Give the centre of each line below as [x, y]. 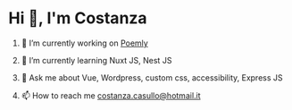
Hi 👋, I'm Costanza [78, 18]
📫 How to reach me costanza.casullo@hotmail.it [111, 95]
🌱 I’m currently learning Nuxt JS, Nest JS [96, 60]
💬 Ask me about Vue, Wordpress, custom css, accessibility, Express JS [152, 77]
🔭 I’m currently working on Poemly [84, 43]
